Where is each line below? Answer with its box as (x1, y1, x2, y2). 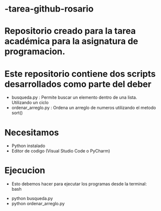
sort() (11, 110, 23, 116)
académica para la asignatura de (4, 36, 138, 47)
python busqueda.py (11, 196, 53, 201)
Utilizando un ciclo (11, 100, 49, 105)
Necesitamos (4, 127, 59, 138)
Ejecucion (4, 165, 45, 176)
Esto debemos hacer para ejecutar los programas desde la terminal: (11, 181, 147, 187)
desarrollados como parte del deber (4, 78, 152, 90)
